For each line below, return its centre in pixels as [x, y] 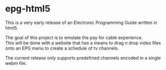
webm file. [16, 63]
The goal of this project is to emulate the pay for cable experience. [74, 37]
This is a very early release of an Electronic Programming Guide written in [81, 22]
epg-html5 [28, 9]
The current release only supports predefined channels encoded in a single [83, 57]
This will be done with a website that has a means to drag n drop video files [83, 42]
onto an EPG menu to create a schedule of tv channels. [62, 48]
